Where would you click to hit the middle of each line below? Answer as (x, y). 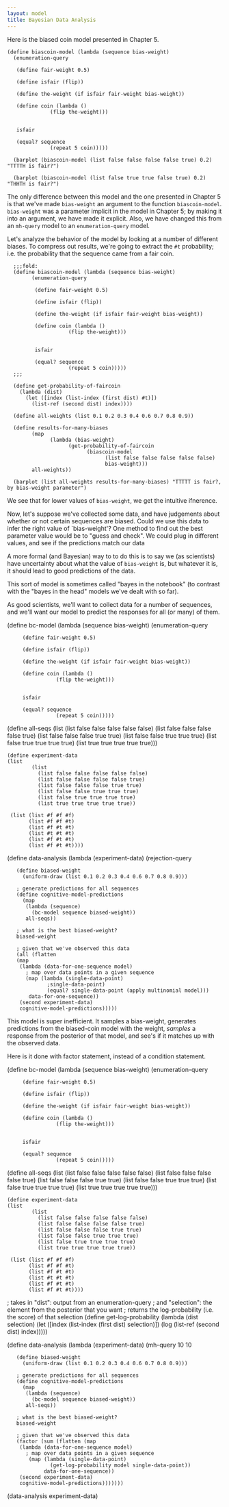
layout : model (27, 13)
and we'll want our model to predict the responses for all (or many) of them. (113, 612)
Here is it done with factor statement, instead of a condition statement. (107, 1056)
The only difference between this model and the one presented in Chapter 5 (114, 197)
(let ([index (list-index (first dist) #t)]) (91, 398)
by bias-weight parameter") (47, 488)
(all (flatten (36, 954)
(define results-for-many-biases (61, 428)
